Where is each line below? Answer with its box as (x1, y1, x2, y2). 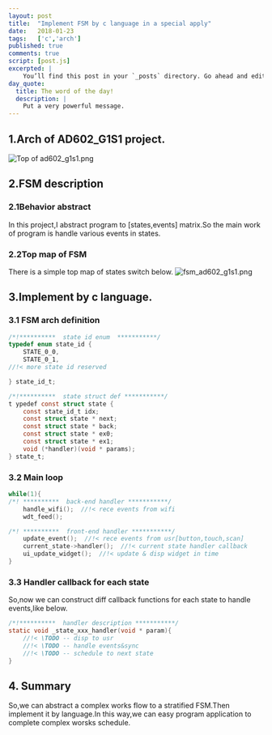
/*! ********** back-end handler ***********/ (8, 497, 172, 506)
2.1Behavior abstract (8, 202, 91, 213)
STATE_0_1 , (23, 355, 60, 364)
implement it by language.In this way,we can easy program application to (8, 709, 252, 719)
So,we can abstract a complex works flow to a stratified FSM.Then (8, 701, 231, 711)
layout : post (8, 11, 53, 20)
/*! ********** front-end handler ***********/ (8, 527, 176, 535)
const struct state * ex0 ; (23, 430, 114, 438)
